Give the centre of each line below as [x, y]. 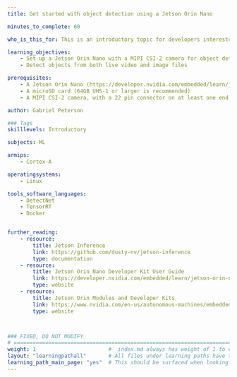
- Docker [33, 214]
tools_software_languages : [47, 194]
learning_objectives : [39, 52]
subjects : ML [26, 143]
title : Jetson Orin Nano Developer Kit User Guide [109, 272]
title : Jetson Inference [69, 245]
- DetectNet [37, 201]
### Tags [20, 123]
